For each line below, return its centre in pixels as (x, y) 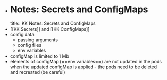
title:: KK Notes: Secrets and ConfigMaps (53, 23)
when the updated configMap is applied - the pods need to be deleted (83, 67)
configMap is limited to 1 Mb (40, 56)
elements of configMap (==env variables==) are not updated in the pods (86, 61)
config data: (23, 34)
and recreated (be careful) (38, 72)
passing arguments (38, 40)
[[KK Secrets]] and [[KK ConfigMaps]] (50, 29)
